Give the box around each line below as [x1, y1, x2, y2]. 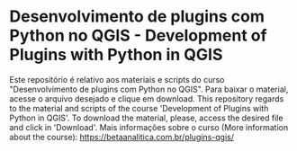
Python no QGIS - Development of [9, 25, 267, 46]
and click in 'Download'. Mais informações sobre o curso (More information [9, 121, 289, 132]
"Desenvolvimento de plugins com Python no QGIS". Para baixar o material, [9, 84, 289, 94]
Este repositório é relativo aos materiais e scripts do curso [9, 74, 225, 84]
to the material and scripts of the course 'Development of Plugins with [9, 102, 269, 113]
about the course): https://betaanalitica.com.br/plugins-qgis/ [9, 131, 234, 142]
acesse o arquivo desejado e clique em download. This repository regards [9, 93, 284, 104]
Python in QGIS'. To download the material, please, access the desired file [9, 112, 283, 123]
